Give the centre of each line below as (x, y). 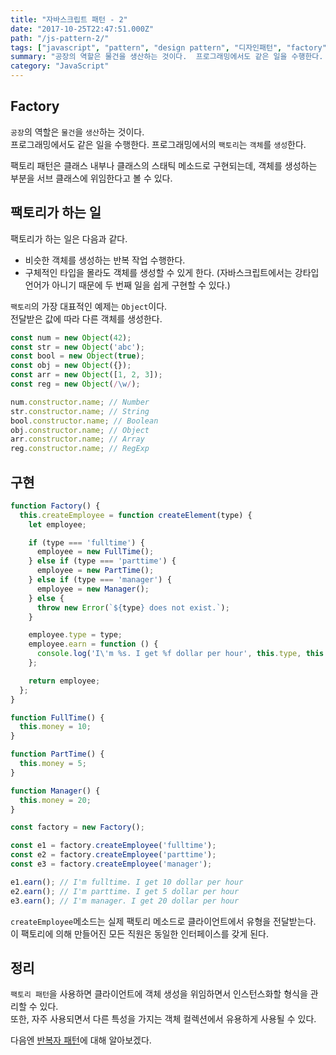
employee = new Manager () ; (93, 589)
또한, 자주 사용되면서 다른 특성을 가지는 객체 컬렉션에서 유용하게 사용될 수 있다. (163, 1019)
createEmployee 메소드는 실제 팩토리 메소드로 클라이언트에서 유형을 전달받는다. (163, 921)
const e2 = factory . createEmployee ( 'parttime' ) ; (113, 855)
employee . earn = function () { (93, 644)
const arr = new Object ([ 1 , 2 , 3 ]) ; (86, 375)
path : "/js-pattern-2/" (60, 38)
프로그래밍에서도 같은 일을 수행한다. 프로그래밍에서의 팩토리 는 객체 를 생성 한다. (158, 144)
